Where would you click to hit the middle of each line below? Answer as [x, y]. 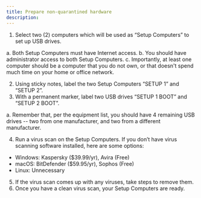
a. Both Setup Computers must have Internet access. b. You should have [97, 53]
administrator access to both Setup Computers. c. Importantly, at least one [99, 59]
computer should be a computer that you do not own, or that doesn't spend [100, 65]
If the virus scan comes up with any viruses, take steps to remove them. [104, 182]
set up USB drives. [38, 41]
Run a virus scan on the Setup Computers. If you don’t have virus [96, 139]
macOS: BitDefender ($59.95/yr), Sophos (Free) [75, 164]
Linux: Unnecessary [40, 170]
